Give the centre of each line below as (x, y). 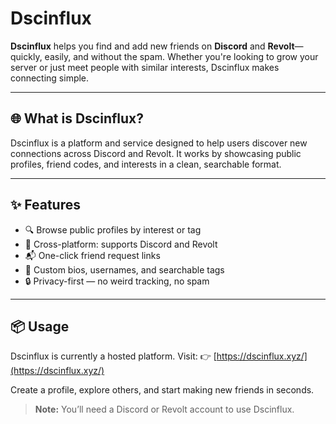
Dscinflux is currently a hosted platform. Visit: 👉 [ (113, 356)
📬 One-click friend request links (92, 255)
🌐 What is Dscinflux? (77, 118)
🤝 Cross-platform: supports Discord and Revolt (121, 244)
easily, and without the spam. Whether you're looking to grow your (181, 56)
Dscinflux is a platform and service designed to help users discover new (159, 143)
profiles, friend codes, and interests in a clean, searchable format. (146, 164)
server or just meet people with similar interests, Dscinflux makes (145, 67)
